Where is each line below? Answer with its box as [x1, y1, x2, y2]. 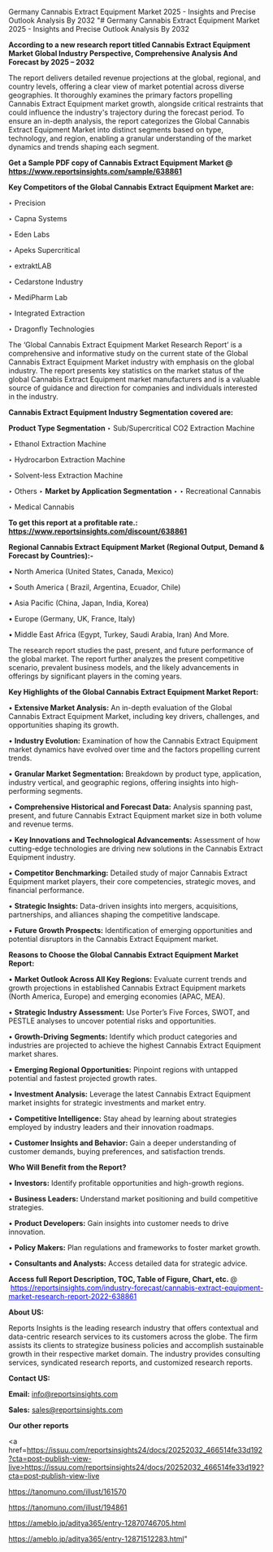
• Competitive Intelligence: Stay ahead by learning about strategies [8, 1114, 237, 1123]
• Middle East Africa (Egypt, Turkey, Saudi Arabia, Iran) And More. [8, 630, 230, 639]
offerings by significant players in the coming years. [8, 671, 183, 681]
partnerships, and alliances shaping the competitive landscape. [8, 910, 221, 919]
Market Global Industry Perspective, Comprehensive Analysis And [8, 49, 238, 58]
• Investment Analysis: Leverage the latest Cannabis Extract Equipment [8, 1089, 251, 1099]
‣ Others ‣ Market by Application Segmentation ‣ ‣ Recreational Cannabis [8, 486, 262, 495]
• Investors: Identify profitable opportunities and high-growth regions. [8, 1179, 245, 1188]
